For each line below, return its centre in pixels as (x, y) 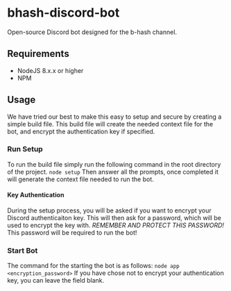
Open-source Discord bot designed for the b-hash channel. (92, 32)
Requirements (38, 54)
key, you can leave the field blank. (56, 281)
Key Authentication (36, 195)
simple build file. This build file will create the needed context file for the (110, 124)
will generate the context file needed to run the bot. (80, 179)
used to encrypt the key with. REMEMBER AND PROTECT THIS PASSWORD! (115, 225)
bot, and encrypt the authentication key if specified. (81, 131)
